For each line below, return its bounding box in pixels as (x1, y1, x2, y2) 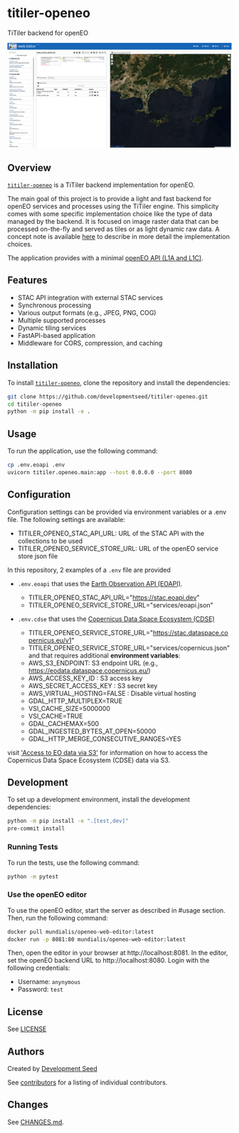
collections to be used (17, 536, 83, 545)
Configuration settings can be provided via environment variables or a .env (7, 508, 227, 516)
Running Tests (7, 842, 58, 852)
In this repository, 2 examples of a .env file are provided (7, 565, 171, 574)
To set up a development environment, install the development (7, 795, 191, 804)
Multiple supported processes (17, 316, 106, 324)
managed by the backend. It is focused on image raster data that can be (7, 217, 219, 226)
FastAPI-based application (17, 331, 96, 339)
